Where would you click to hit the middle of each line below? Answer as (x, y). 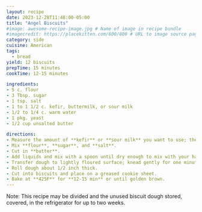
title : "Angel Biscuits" (37, 23)
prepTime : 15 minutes (33, 68)
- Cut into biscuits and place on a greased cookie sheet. (82, 173)
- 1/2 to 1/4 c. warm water (41, 112)
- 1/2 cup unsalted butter (40, 123)
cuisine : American (29, 46)
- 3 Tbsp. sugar (26, 96)
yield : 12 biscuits (31, 62)
